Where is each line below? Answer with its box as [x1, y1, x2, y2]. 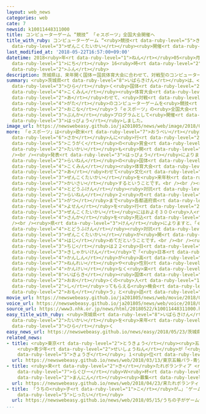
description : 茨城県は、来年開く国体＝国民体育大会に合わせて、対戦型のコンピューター [6, 72, 202, 78]
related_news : [6, 334, 43, 341]
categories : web [6, 15, 48, 21]
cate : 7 [6, 20, 26, 26]
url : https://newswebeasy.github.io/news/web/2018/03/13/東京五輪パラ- [12, 357, 193, 364]
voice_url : [6, 300, 34, 307]
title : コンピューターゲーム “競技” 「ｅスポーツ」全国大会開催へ [6, 32, 155, 38]
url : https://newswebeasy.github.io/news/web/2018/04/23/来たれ [12, 380, 177, 386]
